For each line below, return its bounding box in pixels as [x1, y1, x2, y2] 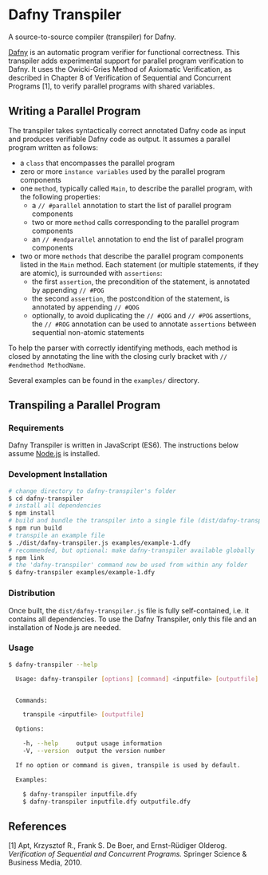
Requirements [8, 423, 65, 434]
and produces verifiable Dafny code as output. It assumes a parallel [8, 134, 231, 144]
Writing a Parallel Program [8, 104, 141, 118]
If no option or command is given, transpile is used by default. [15, 761, 241, 769]
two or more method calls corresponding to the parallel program [31, 217, 239, 227]
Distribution [8, 588, 56, 599]
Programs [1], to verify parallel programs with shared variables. [8, 81, 215, 91]
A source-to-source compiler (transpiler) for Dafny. [8, 32, 177, 41]
